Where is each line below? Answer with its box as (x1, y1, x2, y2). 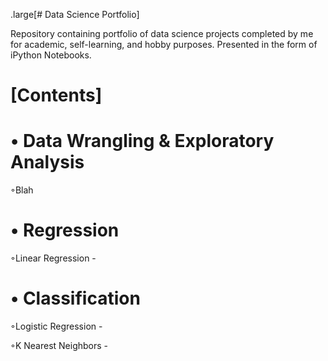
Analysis (10, 151, 85, 174)
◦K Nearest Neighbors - (10, 340, 109, 351)
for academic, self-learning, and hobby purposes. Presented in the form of (10, 39, 318, 50)
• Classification (10, 287, 141, 310)
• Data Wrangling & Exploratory (10, 130, 275, 153)
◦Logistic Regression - (10, 320, 103, 332)
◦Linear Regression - (10, 252, 97, 264)
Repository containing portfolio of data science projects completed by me (10, 28, 314, 39)
